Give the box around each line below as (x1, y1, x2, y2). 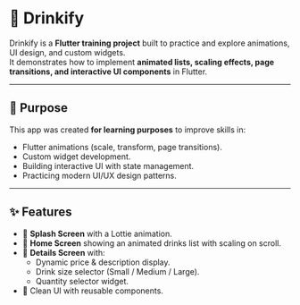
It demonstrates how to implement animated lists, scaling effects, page (9, 56, 275, 67)
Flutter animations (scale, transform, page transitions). (21, 141, 223, 152)
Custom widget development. (21, 151, 131, 162)
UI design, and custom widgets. (9, 47, 126, 57)
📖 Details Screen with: (21, 247, 105, 258)
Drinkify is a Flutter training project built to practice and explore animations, (9, 38, 290, 48)
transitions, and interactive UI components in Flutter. (9, 66, 208, 77)
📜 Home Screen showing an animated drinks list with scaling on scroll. (21, 237, 281, 249)
